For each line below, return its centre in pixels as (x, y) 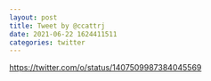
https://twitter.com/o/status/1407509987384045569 (105, 68)
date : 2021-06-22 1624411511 (63, 34)
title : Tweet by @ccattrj (57, 26)
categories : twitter (48, 42)
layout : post (33, 17)
